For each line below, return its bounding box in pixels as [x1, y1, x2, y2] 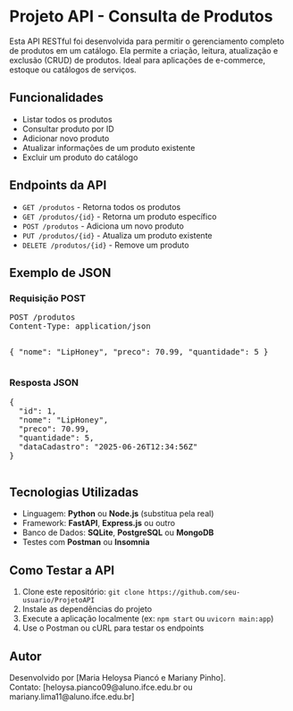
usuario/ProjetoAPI [21, 596, 96, 605]
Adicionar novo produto [21, 132, 110, 144]
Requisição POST [9, 292, 87, 305]
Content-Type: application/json [9, 322, 151, 331]
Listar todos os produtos [21, 113, 113, 124]
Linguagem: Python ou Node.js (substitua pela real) [21, 508, 214, 519]
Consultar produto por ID [21, 123, 114, 134]
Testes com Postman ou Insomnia [21, 537, 150, 548]
